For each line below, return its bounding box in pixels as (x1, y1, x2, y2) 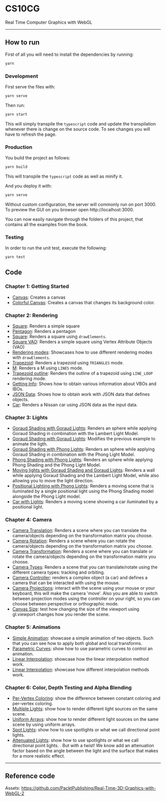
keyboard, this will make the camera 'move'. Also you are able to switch (12, 591, 158, 597)
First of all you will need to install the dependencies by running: (5, 51, 134, 57)
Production (5, 144, 33, 151)
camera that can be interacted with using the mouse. (12, 580, 120, 586)
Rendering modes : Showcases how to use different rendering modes (12, 349, 153, 355)
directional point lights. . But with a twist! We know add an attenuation (12, 743, 155, 749)
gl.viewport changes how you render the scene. (12, 611, 110, 617)
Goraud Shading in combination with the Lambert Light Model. (12, 431, 139, 437)
